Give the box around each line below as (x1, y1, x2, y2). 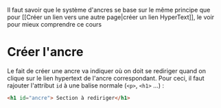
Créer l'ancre (7, 44, 84, 60)
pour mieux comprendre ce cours (7, 21, 102, 28)
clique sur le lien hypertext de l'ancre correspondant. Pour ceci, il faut (7, 74, 205, 82)
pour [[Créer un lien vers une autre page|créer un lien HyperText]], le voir (7, 13, 215, 21)
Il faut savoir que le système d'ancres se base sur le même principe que (7, 6, 211, 14)
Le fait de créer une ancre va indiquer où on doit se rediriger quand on (7, 66, 207, 75)
